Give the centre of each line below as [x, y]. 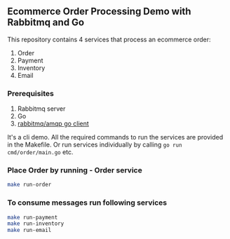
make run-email [29, 231]
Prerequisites [31, 93]
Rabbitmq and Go [46, 23]
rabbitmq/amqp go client [53, 124]
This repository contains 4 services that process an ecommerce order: [109, 39]
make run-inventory [36, 224]
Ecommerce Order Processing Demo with [99, 12]
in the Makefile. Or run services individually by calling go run [95, 145]
